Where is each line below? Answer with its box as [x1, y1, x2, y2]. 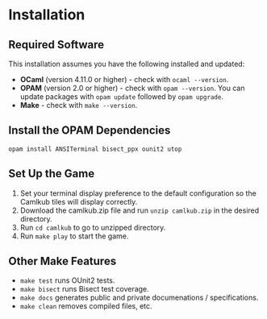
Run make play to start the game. [19, 231, 129, 241]
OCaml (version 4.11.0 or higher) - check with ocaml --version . [19, 75, 229, 84]
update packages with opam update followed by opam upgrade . [19, 92, 224, 101]
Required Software [8, 38, 105, 52]
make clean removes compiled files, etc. [19, 301, 152, 311]
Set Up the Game [8, 167, 95, 180]
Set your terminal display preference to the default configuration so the [19, 188, 257, 198]
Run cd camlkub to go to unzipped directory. [19, 222, 166, 232]
